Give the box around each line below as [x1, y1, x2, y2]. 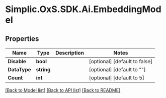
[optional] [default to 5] [89, 74, 145, 81]
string [36, 66, 51, 73]
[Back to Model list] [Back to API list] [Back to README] [5, 87, 121, 93]
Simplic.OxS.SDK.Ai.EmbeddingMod [5, 4, 162, 15]
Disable [8, 58, 27, 65]
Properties [5, 34, 39, 43]
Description [55, 50, 85, 56]
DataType [8, 66, 31, 73]
